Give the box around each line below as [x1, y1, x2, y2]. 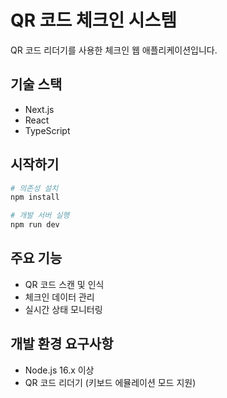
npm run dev [10, 220, 60, 230]
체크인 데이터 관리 [24, 291, 95, 303]
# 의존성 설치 [10, 183, 59, 193]
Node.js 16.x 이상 [24, 364, 95, 376]
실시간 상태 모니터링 [24, 303, 103, 315]
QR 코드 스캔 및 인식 [24, 278, 105, 290]
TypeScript [24, 124, 71, 136]
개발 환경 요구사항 [10, 336, 114, 353]
